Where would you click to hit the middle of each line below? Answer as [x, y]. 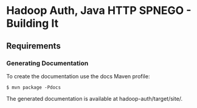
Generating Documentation [47, 63]
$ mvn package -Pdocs [34, 87]
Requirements [33, 46]
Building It [33, 23]
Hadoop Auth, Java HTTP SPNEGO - [99, 11]
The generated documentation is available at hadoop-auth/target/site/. [95, 98]
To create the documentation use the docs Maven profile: [78, 76]
